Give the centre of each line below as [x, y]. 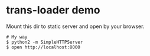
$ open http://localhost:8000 [43, 47]
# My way [17, 37]
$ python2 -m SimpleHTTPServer [45, 42]
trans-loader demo [53, 10]
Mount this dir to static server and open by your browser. [75, 26]
